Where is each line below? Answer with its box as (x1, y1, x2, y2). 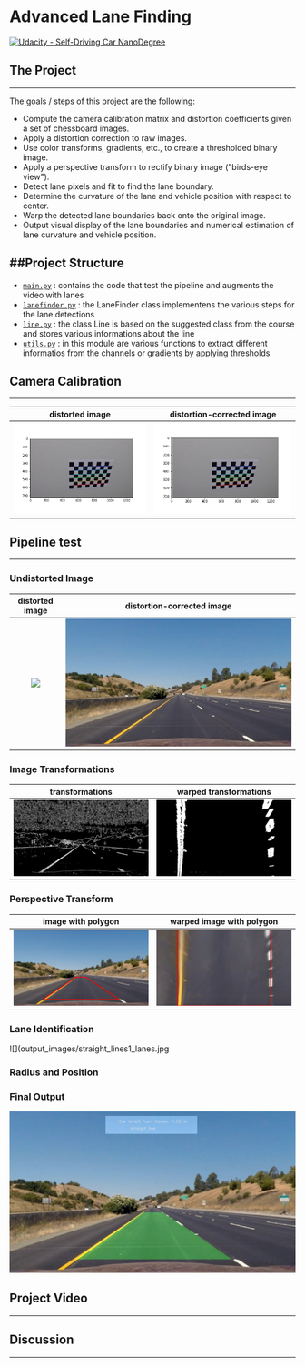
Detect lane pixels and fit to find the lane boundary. (22, 180, 215, 192)
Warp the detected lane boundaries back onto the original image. (22, 209, 266, 220)
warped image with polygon (169, 916, 279, 927)
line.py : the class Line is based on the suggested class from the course (22, 318, 295, 329)
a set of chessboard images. (22, 123, 130, 134)
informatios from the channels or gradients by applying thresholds (22, 347, 271, 358)
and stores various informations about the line (22, 327, 195, 338)
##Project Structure (9, 256, 124, 271)
